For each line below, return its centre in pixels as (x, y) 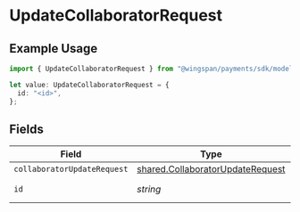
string (149, 190)
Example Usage (54, 49)
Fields (27, 129)
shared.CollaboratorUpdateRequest (211, 169)
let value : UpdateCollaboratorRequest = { (89, 85)
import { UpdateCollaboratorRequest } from (92, 69)
